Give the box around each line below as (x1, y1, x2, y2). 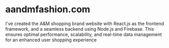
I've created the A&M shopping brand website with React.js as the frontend (5, 20, 164, 27)
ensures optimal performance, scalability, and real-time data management (5, 31, 162, 37)
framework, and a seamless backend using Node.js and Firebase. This (5, 26, 154, 32)
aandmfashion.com (5, 4, 90, 15)
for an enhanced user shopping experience (5, 37, 97, 43)
